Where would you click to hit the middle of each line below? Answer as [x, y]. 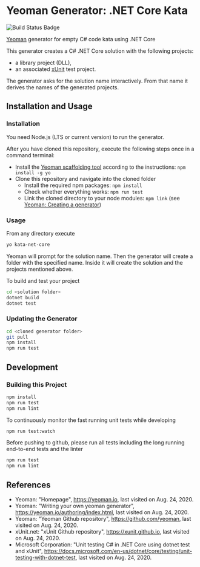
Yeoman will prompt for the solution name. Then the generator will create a [100, 256]
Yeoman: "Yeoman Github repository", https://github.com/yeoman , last [103, 518]
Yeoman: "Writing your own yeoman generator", [75, 506]
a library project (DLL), [43, 63]
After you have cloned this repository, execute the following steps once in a [100, 149]
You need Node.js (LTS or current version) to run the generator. [85, 137]
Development [32, 367]
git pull [17, 337]
